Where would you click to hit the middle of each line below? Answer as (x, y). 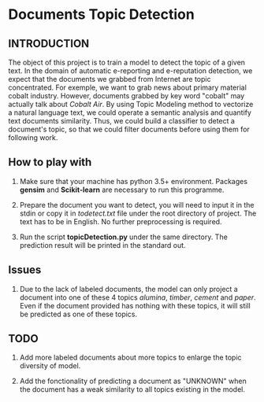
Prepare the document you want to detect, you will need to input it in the (137, 205)
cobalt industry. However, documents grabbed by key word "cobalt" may (126, 96)
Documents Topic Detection (101, 15)
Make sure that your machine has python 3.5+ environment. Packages (134, 181)
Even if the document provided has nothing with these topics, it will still (135, 305)
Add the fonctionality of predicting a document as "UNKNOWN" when (133, 381)
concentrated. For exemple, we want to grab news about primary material (127, 87)
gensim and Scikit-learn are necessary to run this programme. (122, 190)
